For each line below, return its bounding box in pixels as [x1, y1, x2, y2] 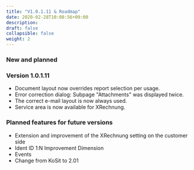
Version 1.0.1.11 [6, 71, 50, 80]
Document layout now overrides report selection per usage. [14, 85, 160, 92]
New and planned [6, 55, 58, 64]
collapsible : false [6, 31, 54, 37]
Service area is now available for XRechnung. [14, 104, 125, 111]
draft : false [6, 25, 38, 31]
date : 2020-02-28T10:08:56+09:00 [6, 14, 89, 20]
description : [6, 19, 38, 25]
